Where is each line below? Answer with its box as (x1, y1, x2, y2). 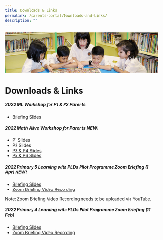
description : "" (5, 18, 38, 23)
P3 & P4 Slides (12, 147, 42, 153)
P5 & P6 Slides (12, 153, 42, 158)
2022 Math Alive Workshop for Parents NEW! (5, 125, 98, 131)
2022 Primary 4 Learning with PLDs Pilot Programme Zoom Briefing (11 (5, 207, 151, 213)
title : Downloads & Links (5, 8, 57, 13)
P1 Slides (12, 137, 31, 143)
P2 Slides (12, 142, 32, 148)
